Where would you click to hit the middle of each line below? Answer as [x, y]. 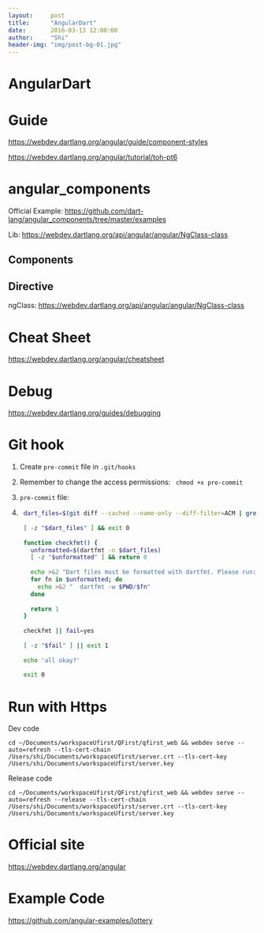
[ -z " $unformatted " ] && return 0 [89, 558]
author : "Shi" [38, 38]
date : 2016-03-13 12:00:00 [63, 30]
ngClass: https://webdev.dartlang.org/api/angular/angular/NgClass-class [126, 306]
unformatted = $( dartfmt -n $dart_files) [96, 550]
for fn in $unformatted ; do [76, 580]
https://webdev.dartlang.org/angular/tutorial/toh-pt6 [93, 157]
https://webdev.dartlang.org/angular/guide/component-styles [108, 142]
